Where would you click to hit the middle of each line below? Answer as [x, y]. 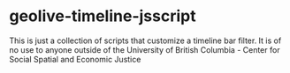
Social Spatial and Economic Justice [75, 59]
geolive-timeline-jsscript [103, 16]
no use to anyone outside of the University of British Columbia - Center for [145, 49]
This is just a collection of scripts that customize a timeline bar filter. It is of [145, 40]
